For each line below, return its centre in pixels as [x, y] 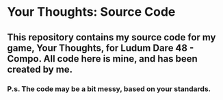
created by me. [40, 69]
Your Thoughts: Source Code [91, 12]
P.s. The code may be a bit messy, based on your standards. [109, 88]
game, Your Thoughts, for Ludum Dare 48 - [101, 48]
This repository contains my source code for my [112, 37]
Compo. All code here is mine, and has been [103, 59]
